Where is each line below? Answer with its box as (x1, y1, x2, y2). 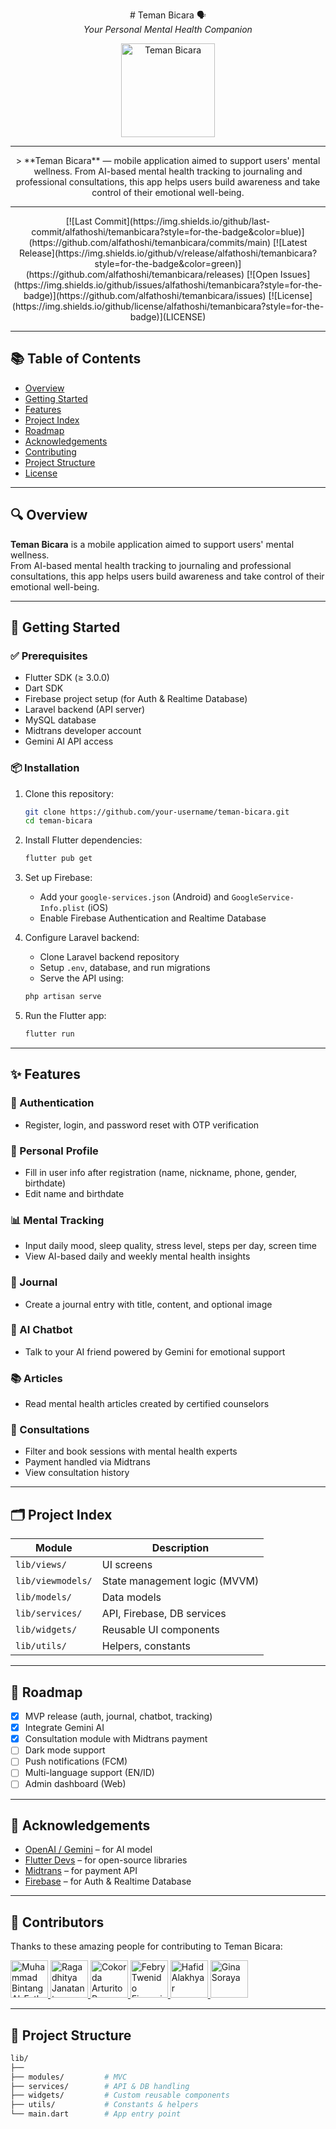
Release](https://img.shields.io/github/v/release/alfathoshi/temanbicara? (18, 247, 318, 259)
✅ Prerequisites (10, 649, 88, 663)
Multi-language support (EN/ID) (24, 1767, 155, 1779)
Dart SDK (24, 682, 64, 694)
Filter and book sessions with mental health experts (24, 1445, 238, 1458)
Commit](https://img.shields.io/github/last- (94, 215, 271, 227)
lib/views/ (15, 1559, 67, 1571)
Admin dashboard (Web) (24, 1778, 127, 1790)
